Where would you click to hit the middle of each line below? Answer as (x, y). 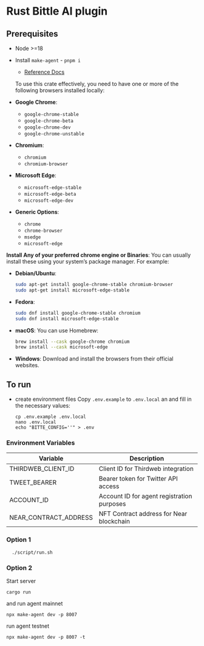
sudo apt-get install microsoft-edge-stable (72, 290)
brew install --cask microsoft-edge (61, 347)
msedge (32, 237)
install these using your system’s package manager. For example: (88, 261)
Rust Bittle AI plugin (57, 11)
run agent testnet (28, 626)
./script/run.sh (32, 552)
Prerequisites (32, 34)
